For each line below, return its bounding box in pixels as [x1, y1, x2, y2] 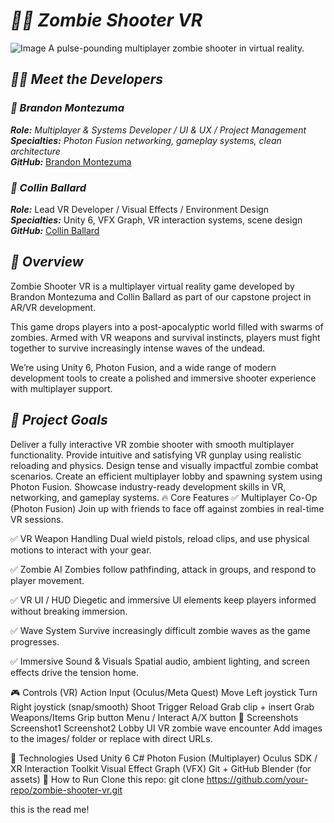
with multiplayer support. [10, 382, 113, 394]
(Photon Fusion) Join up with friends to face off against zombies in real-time [10, 502, 325, 514]
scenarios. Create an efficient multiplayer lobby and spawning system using [10, 470, 323, 482]
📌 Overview [10, 254, 84, 271]
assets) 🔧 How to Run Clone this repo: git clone [10, 773, 205, 785]
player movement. [10, 574, 85, 586]
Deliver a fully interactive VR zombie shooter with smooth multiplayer [10, 438, 295, 450]
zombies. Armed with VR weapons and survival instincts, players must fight [10, 331, 321, 343]
